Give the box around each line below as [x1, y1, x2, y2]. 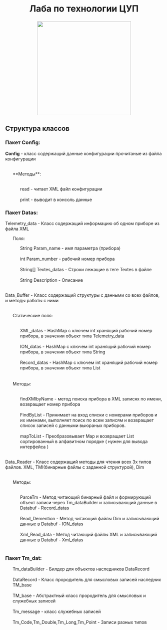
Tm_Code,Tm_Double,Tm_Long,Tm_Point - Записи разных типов [12, 619, 147, 625]
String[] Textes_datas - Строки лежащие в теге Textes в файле [19, 267, 152, 273]
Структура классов [5, 124, 70, 133]
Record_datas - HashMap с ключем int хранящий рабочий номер [19, 359, 158, 366]
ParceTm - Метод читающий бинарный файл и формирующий [19, 494, 151, 500]
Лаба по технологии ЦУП [29, 3, 139, 15]
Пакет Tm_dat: [5, 555, 42, 562]
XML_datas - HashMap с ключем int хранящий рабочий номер [19, 328, 152, 334]
